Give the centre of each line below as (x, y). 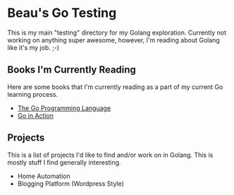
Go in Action (36, 115)
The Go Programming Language (64, 108)
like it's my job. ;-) (33, 47)
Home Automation (44, 176)
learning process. (33, 94)
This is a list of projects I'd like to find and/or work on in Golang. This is (110, 155)
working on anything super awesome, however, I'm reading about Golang (113, 40)
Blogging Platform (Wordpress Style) (71, 183)
